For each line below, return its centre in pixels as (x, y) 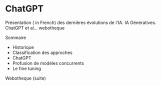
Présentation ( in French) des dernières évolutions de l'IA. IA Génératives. (81, 22)
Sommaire (16, 37)
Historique (23, 47)
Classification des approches (42, 52)
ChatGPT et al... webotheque (35, 27)
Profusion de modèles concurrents (48, 63)
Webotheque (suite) (25, 78)
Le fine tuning (27, 68)
